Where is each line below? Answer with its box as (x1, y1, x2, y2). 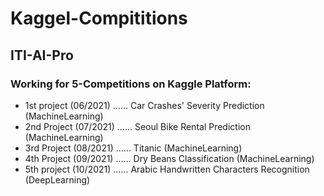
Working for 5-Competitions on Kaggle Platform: (10, 77, 252, 91)
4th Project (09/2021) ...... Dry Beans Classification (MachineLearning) (24, 152, 315, 164)
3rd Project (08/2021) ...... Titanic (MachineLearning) (24, 142, 243, 154)
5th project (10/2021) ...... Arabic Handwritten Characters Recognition (24, 163, 310, 175)
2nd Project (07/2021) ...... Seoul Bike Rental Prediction (24, 120, 251, 132)
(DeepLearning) (24, 173, 91, 186)
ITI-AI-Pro (10, 47, 74, 64)
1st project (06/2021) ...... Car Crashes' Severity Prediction (24, 99, 265, 111)
